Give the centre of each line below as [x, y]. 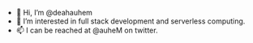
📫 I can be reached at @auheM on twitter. [87, 30]
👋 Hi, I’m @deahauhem [54, 13]
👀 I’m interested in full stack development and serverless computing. [131, 21]
